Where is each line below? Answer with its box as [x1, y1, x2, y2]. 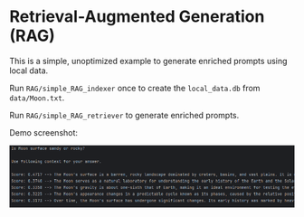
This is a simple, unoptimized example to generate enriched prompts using [9, 55, 288, 66]
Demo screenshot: [9, 127, 79, 137]
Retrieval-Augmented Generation [9, 6, 265, 27]
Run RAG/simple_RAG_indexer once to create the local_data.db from [9, 82, 261, 93]
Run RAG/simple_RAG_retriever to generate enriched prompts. [9, 109, 240, 120]
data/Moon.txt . [9, 92, 65, 103]
